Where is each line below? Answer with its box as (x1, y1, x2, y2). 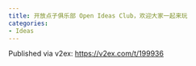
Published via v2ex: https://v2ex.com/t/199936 (8, 49, 164, 59)
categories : (8, 19, 48, 27)
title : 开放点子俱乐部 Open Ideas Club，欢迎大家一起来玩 (8, 11, 188, 20)
